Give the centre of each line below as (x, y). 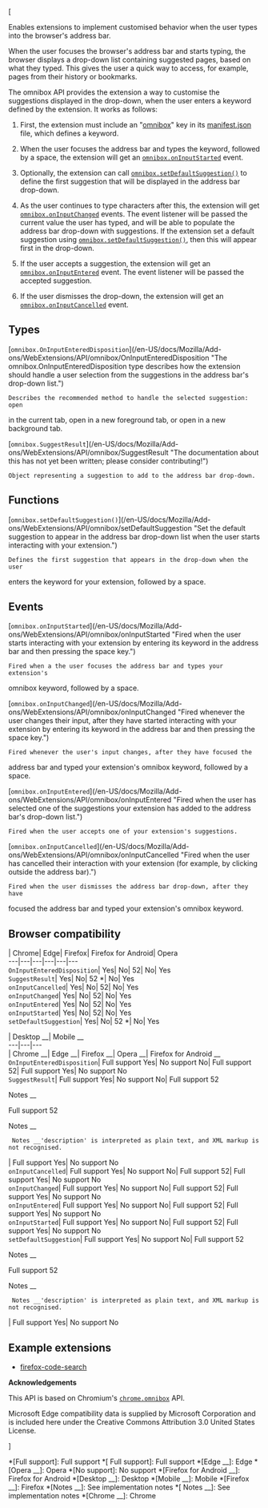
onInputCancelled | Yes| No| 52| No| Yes (74, 987)
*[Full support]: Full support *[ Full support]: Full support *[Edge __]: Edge (130, 1462)
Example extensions (60, 1347)
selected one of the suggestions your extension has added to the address (130, 808)
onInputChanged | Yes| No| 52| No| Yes (70, 996)
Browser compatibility (65, 934)
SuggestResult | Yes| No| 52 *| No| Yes (71, 979)
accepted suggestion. (56, 281)
